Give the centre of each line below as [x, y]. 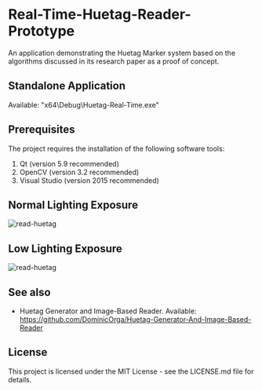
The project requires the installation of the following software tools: [116, 148]
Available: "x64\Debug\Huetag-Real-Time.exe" [84, 104]
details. [20, 379]
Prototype [42, 31]
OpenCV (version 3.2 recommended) [79, 172]
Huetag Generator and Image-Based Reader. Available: [108, 311]
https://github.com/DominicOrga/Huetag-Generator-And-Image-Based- [135, 319]
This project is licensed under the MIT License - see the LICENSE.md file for [131, 371]
